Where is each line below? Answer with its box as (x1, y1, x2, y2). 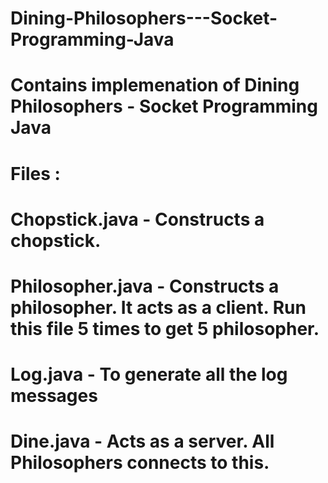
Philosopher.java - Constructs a (10, 275, 280, 297)
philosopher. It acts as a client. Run (10, 296, 307, 319)
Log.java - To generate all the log (10, 363, 288, 386)
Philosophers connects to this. (10, 452, 270, 474)
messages (10, 385, 98, 407)
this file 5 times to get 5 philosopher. (10, 317, 320, 340)
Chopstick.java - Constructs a (10, 208, 265, 231)
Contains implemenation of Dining (10, 74, 300, 97)
